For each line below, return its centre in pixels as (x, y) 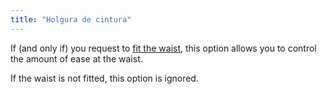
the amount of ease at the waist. (76, 58)
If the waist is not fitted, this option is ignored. (104, 78)
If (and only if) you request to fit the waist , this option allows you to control (163, 48)
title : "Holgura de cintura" (71, 19)
